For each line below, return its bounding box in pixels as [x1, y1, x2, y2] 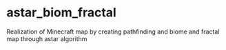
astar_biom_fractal [6, 5, 116, 21]
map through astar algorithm [6, 34, 88, 42]
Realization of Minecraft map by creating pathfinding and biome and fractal [6, 27, 220, 36]
